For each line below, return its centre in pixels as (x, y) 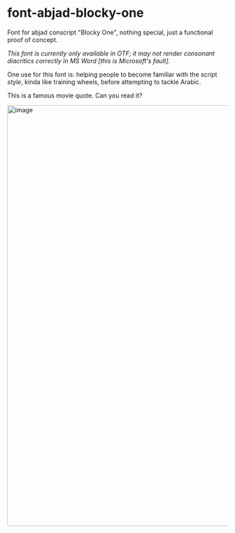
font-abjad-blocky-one (76, 13)
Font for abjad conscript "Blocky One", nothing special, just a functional (110, 32)
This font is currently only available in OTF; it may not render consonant (111, 53)
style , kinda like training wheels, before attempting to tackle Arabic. (104, 81)
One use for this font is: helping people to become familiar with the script (112, 74)
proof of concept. (33, 39)
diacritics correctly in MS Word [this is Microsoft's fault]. (89, 60)
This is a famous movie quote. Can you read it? (75, 95)
